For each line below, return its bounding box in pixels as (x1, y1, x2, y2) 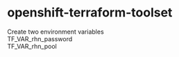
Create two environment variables (7, 27, 104, 36)
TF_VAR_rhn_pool (7, 42, 57, 50)
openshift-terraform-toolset (7, 5, 173, 21)
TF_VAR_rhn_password (7, 34, 73, 43)
